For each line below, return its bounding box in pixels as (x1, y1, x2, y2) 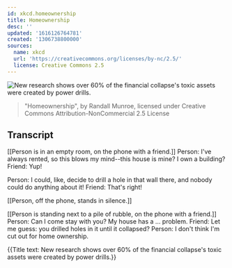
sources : (7, 42, 33, 49)
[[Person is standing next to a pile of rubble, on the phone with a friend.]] (7, 210, 217, 219)
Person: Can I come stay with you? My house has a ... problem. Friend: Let (7, 217, 221, 226)
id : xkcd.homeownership (7, 10, 77, 17)
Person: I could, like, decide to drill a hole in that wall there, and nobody (7, 176, 212, 184)
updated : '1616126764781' (7, 29, 82, 37)
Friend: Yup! (7, 162, 42, 171)
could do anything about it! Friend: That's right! (7, 183, 143, 192)
